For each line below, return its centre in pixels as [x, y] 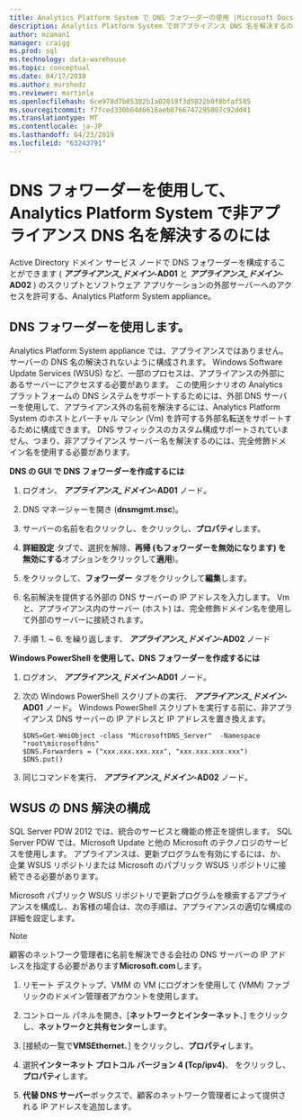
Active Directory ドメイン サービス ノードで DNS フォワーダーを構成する [144, 262]
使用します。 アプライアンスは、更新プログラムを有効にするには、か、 [155, 854]
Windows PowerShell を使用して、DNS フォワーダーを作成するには [135, 657]
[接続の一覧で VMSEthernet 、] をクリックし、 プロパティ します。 [140, 1046]
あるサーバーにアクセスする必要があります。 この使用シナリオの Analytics [146, 384]
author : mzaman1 [40, 34]
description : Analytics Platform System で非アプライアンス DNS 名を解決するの [151, 26]
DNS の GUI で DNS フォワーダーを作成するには [97, 471]
